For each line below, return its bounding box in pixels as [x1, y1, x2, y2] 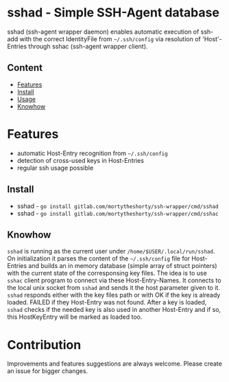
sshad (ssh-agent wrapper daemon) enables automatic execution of [7, 27, 200, 36]
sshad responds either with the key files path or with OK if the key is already [7, 291, 221, 300]
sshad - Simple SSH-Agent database [7, 5, 219, 21]
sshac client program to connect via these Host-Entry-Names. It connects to [7, 276, 221, 284]
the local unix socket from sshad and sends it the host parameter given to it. [7, 284, 221, 292]
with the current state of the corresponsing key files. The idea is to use [7, 269, 207, 278]
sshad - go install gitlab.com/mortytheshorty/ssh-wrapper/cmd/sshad [16, 201, 219, 210]
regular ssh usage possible [16, 164, 94, 172]
